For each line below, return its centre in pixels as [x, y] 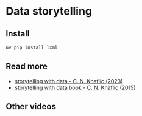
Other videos [31, 107]
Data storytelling [49, 11]
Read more [27, 67]
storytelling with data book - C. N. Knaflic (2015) [75, 87]
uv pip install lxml [32, 47]
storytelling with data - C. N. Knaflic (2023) [69, 81]
